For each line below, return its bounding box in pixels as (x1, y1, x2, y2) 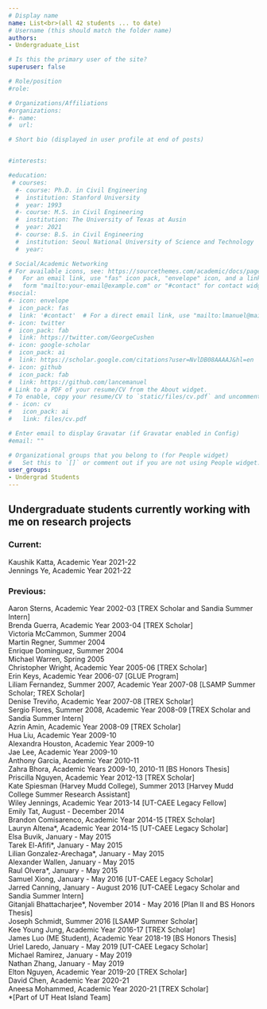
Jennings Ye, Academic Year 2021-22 (8, 566, 132, 575)
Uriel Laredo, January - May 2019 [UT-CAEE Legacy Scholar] (8, 941, 209, 951)
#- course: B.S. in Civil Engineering (15, 231, 145, 239)
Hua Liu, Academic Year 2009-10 (8, 730, 117, 740)
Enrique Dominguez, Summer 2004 (8, 645, 124, 655)
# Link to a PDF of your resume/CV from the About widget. (8, 385, 208, 394)
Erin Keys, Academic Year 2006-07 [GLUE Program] (8, 671, 179, 680)
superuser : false (8, 63, 66, 72)
